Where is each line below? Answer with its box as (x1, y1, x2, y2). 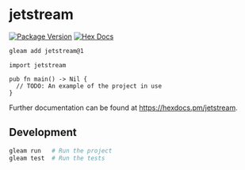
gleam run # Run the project (9, 146, 113, 155)
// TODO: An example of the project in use (16, 81, 162, 90)
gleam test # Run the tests (9, 154, 105, 162)
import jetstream (9, 61, 67, 69)
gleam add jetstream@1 (9, 47, 84, 55)
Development (9, 126, 78, 139)
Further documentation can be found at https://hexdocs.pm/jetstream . (9, 103, 239, 112)
